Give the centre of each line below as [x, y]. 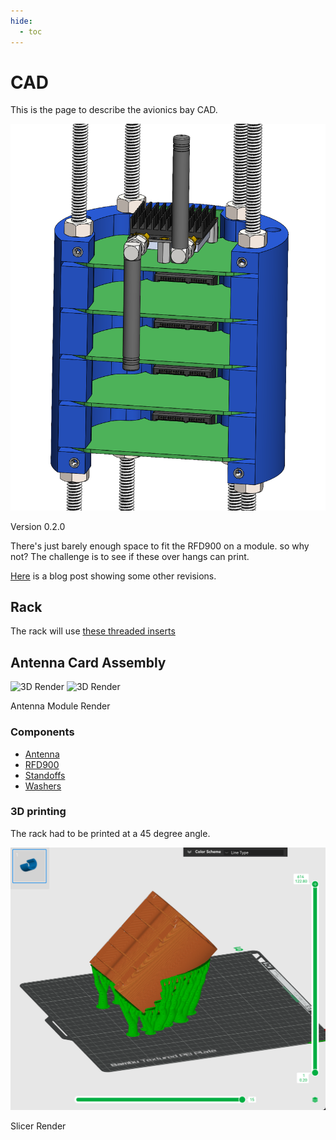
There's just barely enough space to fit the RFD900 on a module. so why [160, 546]
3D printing [38, 812]
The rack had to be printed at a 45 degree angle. [110, 833]
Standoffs [45, 775]
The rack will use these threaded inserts [93, 631]
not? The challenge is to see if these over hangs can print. [130, 556]
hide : [21, 21]
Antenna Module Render [60, 706]
